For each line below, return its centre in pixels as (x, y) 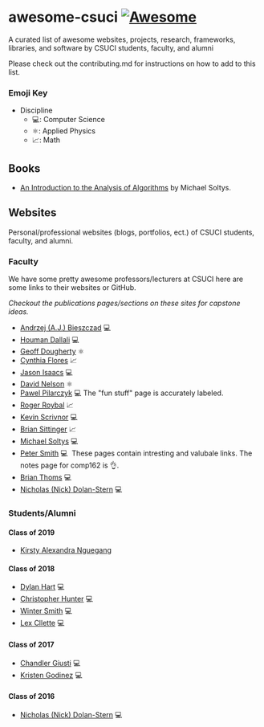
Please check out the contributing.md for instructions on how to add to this (132, 63)
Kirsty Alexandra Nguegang (66, 550)
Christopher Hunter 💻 (57, 599)
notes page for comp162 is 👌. (69, 465)
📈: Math (46, 140)
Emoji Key (28, 92)
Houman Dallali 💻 (49, 340)
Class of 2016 (32, 696)
